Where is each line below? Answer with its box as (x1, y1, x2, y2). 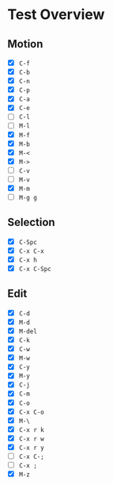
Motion (7, 37, 43, 51)
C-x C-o (18, 408, 44, 416)
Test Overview (7, 6, 105, 24)
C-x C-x (18, 247, 44, 255)
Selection (7, 216, 56, 229)
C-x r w (18, 434, 44, 443)
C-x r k (18, 426, 44, 433)
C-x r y (18, 444, 44, 452)
